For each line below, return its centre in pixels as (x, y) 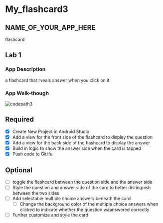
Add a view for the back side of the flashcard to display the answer (81, 142)
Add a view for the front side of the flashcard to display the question (82, 137)
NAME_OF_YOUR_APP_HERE (50, 28)
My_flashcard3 (37, 9)
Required (19, 120)
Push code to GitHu (32, 154)
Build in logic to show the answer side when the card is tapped (77, 148)
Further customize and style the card (50, 215)
